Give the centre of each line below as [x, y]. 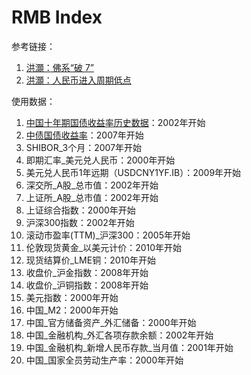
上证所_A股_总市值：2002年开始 [92, 197]
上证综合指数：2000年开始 [80, 210]
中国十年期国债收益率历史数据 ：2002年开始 [115, 122]
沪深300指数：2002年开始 [80, 222]
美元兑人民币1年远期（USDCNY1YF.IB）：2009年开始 [133, 172]
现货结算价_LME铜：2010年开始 [91, 260]
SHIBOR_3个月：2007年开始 [84, 147]
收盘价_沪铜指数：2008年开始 [87, 285]
